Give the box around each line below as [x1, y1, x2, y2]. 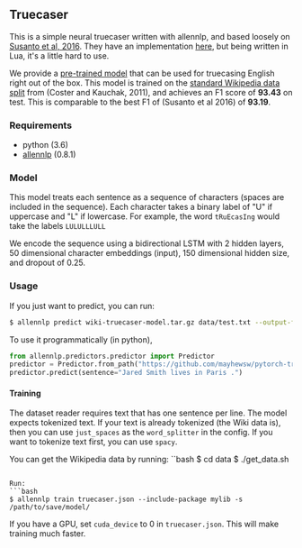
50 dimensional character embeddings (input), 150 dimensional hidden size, [9, 248, 290, 259]
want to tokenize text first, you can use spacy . [9, 436, 178, 447]
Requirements [9, 119, 73, 132]
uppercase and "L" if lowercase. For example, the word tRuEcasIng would [9, 211, 280, 222]
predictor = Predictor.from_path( [9, 360, 139, 369]
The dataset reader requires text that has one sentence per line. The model [9, 407, 288, 418]
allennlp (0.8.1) [22, 149, 76, 160]
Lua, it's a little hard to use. [9, 50, 110, 61]
